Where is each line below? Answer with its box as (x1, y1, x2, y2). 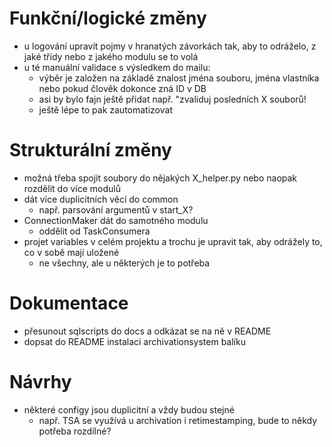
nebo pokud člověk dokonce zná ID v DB (38, 82, 207, 94)
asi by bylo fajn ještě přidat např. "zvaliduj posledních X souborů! (38, 93, 307, 105)
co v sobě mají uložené (23, 246, 120, 258)
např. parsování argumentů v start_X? (38, 203, 194, 216)
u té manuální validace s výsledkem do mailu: (23, 61, 211, 73)
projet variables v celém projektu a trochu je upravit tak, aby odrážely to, (23, 235, 323, 247)
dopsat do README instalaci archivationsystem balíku (23, 335, 246, 347)
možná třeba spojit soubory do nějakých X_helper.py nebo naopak (23, 172, 298, 184)
